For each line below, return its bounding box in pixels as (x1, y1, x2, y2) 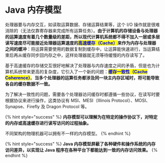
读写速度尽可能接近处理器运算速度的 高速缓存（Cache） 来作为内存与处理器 (5, 40, 156, 46)
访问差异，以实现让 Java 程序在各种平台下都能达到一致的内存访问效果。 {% (5, 147, 158, 153)
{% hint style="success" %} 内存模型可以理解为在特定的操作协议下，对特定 (5, 114, 158, 120)
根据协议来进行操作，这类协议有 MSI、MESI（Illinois (5, 97, 110, 103)
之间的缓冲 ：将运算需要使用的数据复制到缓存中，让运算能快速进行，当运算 (5, 46, 156, 52)
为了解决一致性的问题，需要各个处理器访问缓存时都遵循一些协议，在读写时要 (5, 91, 160, 97)
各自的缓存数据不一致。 (5, 81, 53, 87)
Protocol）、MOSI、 (111, 97, 151, 103)
